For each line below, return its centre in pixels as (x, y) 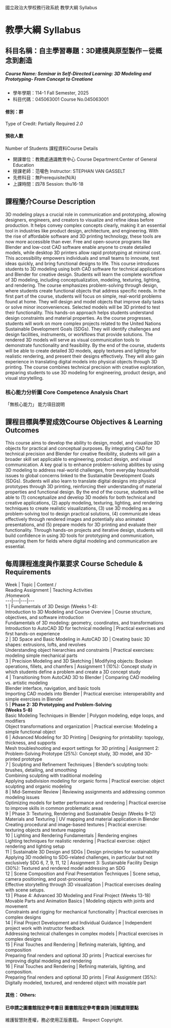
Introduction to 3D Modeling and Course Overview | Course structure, (79, 612)
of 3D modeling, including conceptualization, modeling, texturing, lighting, (83, 280)
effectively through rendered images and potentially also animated (75, 519)
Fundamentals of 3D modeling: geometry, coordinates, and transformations (84, 623)
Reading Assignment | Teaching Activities (49, 590)
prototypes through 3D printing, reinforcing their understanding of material (84, 486)
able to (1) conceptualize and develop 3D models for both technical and (80, 497)
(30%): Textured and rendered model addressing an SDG (65, 868)
